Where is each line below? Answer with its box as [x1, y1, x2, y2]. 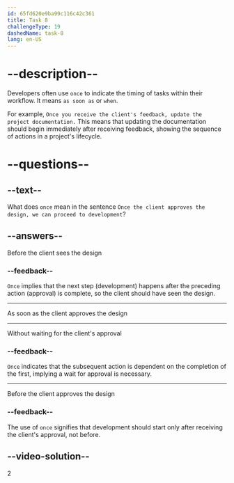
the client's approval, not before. [7, 430, 101, 438]
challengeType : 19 [7, 23, 61, 30]
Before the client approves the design [7, 390, 115, 398]
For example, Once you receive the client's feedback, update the [7, 110, 202, 118]
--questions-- [7, 157, 89, 173]
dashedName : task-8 [7, 29, 64, 37]
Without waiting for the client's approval [7, 329, 122, 338]
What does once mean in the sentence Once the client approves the [7, 203, 205, 211]
